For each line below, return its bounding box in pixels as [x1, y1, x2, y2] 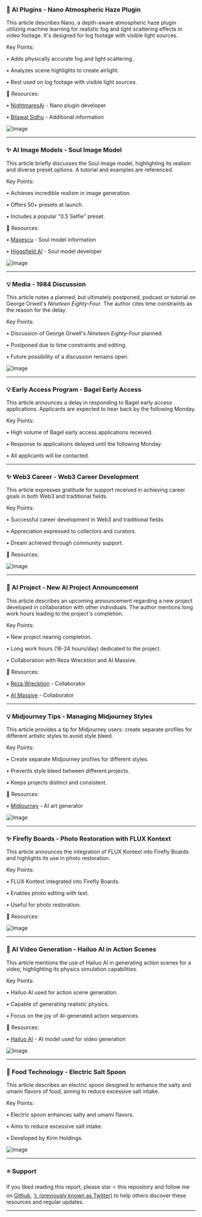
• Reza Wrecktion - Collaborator [6, 680, 86, 687]
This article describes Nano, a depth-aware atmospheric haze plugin [6, 19, 177, 26]
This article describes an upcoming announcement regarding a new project [6, 597, 193, 604]
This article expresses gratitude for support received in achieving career [6, 486, 185, 494]
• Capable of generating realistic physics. [6, 1000, 109, 1008]
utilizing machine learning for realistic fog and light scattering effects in [6, 25, 183, 33]
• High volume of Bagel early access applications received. [6, 429, 153, 436]
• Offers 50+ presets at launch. [6, 201, 84, 208]
